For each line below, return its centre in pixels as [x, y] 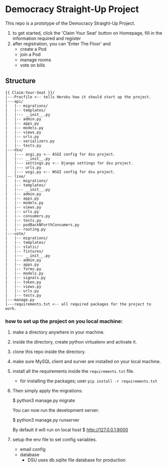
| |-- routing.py [26, 229]
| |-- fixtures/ [24, 251]
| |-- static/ [22, 247]
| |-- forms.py [23, 269]
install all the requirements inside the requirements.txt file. [73, 371]
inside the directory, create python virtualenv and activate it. [74, 342]
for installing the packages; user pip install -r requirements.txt [89, 381]
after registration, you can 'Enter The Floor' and [62, 43]
